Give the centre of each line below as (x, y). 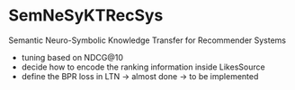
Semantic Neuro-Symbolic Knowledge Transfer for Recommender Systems (147, 40)
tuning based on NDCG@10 (72, 57)
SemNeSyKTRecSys (86, 16)
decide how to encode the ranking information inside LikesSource (143, 67)
